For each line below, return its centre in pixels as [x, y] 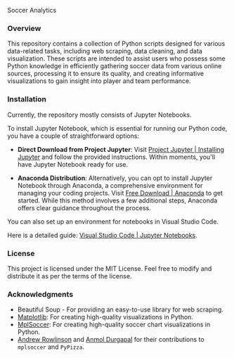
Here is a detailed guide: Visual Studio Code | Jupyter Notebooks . [103, 235]
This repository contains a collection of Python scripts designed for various [116, 44]
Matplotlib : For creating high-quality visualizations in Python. [105, 317]
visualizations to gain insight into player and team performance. [99, 81]
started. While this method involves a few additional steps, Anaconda [117, 200]
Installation [27, 99]
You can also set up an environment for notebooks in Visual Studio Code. [113, 222]
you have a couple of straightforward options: [73, 136]
